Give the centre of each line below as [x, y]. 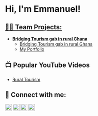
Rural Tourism [26, 79]
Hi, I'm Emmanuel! [43, 9]
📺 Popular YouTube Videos [47, 65]
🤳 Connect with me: [36, 95]
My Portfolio [32, 49]
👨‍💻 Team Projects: [34, 27]
